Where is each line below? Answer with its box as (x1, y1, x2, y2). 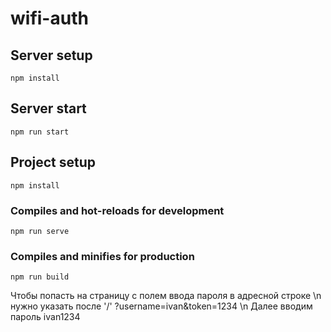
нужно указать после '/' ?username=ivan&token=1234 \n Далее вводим (10, 300, 313, 312)
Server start (10, 100, 87, 117)
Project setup (10, 154, 97, 171)
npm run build (10, 272, 70, 282)
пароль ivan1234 (10, 311, 81, 323)
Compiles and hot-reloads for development (10, 203, 225, 217)
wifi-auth (10, 7, 89, 30)
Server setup (10, 47, 93, 64)
